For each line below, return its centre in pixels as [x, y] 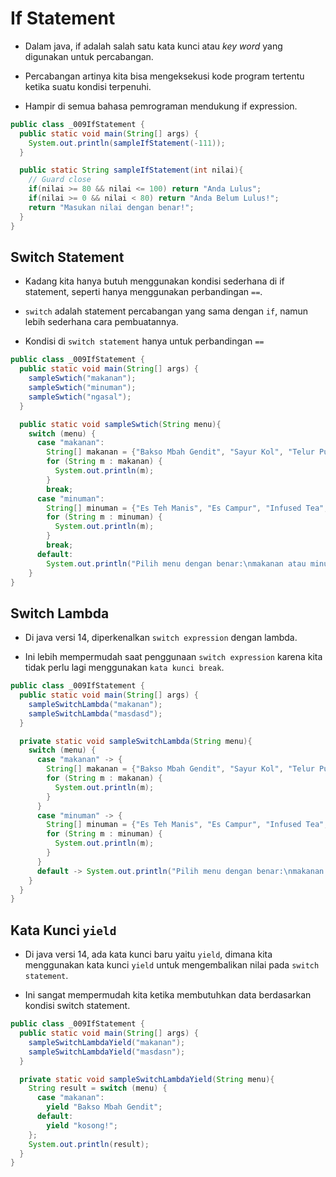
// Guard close [60, 180]
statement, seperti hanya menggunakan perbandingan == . [143, 292]
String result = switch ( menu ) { [98, 1088]
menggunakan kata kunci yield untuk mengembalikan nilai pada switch [172, 965]
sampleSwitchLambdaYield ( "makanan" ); [107, 1042]
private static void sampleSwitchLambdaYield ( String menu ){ [147, 1079]
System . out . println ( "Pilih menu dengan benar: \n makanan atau [176, 563]
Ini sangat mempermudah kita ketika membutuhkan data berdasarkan [168, 995]
